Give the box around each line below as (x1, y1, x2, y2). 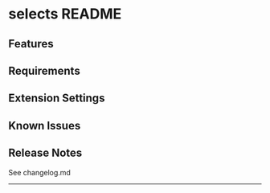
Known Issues (8, 118, 81, 133)
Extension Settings (8, 92, 105, 105)
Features (8, 37, 54, 51)
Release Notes (8, 146, 83, 160)
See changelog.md (8, 167, 71, 177)
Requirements (8, 64, 80, 77)
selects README (8, 5, 122, 23)
